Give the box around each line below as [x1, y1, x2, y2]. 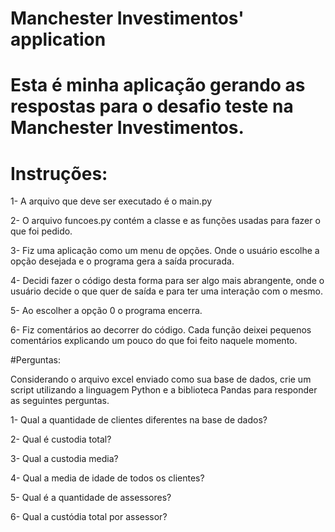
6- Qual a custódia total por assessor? [10, 511, 168, 523]
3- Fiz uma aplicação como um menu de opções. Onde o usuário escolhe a [10, 245, 320, 257]
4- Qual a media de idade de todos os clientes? [10, 472, 205, 484]
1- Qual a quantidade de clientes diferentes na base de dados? [10, 414, 268, 426]
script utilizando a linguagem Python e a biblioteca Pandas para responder [10, 384, 318, 396]
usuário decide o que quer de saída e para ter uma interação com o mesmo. [10, 285, 323, 297]
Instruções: [10, 162, 108, 185]
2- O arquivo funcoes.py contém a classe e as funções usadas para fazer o [10, 215, 321, 227]
